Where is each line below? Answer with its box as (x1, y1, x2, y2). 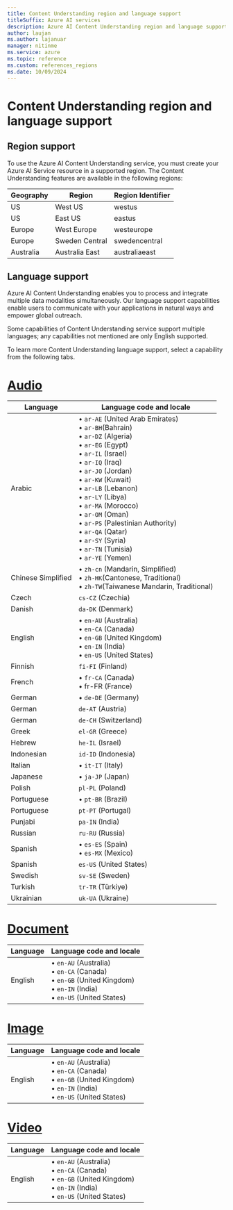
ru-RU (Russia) (78, 828, 126, 838)
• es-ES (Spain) (78, 840, 128, 850)
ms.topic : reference (7, 56, 67, 63)
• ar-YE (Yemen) (78, 553, 132, 563)
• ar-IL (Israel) (78, 449, 128, 458)
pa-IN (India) (78, 817, 120, 827)
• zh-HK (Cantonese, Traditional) (78, 573, 182, 583)
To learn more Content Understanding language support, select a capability (7, 345, 223, 354)
